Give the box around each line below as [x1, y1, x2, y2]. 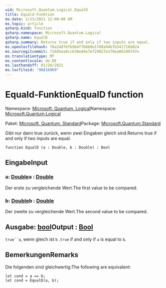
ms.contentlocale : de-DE [5, 58, 57, 63]
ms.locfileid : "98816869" [5, 68, 59, 73]
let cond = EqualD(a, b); [5, 278, 59, 283]
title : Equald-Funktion [5, 12, 55, 17]
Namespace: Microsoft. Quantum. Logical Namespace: [5, 105, 117, 111]
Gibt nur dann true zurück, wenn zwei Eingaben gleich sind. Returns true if [5, 130, 157, 136]
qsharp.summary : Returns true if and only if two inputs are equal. [5, 40, 151, 45]
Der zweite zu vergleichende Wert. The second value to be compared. [5, 208, 148, 214]
